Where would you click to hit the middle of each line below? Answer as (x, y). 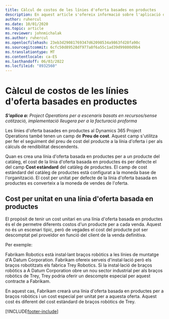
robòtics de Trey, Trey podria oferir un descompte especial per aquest (78, 276)
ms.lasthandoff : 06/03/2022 (35, 61)
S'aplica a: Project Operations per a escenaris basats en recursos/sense (81, 116)
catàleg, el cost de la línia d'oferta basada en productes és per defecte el (81, 162)
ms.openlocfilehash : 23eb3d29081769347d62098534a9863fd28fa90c (73, 43)
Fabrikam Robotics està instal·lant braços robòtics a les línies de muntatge (82, 254)
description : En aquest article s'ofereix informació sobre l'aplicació (83, 15)
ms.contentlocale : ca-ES (31, 57)
